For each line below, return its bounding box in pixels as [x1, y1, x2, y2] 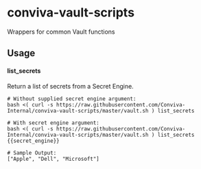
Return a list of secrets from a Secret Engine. [7, 82, 134, 90]
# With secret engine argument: [7, 119, 99, 126]
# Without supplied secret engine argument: [7, 95, 137, 102]
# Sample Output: [7, 149, 57, 156]
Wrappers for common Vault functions [7, 27, 115, 36]
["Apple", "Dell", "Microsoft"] [7, 155, 99, 162]
